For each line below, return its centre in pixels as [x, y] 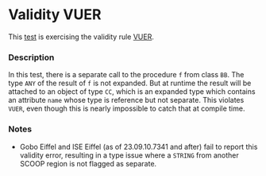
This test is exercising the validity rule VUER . [81, 37]
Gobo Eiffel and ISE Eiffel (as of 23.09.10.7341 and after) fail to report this [139, 147]
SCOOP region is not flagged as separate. [88, 163]
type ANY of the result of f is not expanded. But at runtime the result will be [130, 83]
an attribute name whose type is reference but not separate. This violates [126, 100]
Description [31, 57]
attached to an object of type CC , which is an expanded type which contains [132, 92]
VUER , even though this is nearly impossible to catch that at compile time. [127, 108]
